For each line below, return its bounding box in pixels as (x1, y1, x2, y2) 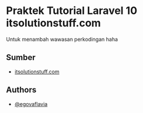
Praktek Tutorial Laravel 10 (6, 4, 138, 17)
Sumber (6, 52, 36, 62)
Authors (6, 85, 37, 95)
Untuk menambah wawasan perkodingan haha (6, 36, 118, 43)
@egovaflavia (14, 100, 48, 107)
